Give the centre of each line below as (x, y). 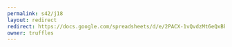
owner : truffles (30, 33)
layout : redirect (32, 20)
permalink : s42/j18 (35, 13)
